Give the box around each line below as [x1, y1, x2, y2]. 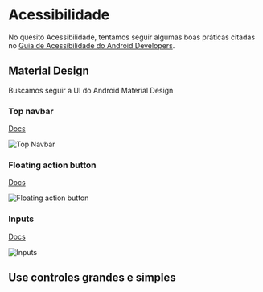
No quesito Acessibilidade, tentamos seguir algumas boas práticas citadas [8, 32, 256, 42]
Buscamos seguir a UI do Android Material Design [8, 85, 174, 95]
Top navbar [8, 105, 54, 117]
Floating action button [8, 159, 97, 171]
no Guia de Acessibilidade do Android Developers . [8, 40, 175, 50]
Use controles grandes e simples [8, 271, 177, 285]
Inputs [8, 213, 35, 224]
